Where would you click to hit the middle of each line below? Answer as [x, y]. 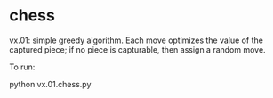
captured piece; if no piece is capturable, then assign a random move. [137, 49]
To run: [22, 67]
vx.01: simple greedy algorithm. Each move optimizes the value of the [136, 40]
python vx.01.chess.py [50, 84]
